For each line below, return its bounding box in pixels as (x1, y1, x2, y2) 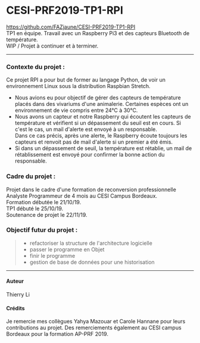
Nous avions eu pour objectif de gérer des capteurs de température (14, 94, 182, 101)
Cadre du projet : (6, 172, 56, 180)
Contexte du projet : (6, 63, 65, 71)
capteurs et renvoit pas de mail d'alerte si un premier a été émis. (14, 138, 173, 146)
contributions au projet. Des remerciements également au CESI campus (6, 324, 182, 331)
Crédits (6, 304, 25, 311)
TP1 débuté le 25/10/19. (6, 205, 64, 212)
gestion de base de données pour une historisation (29, 258, 155, 266)
